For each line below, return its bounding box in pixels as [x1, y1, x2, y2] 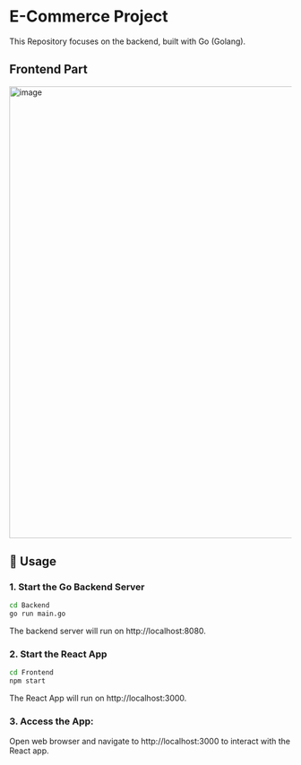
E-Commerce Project [9, 6, 168, 27]
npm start [9, 676, 47, 686]
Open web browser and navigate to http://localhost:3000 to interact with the [9, 735, 291, 746]
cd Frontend [9, 668, 54, 677]
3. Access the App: [9, 715, 94, 727]
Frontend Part [9, 62, 88, 77]
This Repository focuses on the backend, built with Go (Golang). [9, 36, 246, 47]
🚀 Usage [9, 554, 56, 570]
